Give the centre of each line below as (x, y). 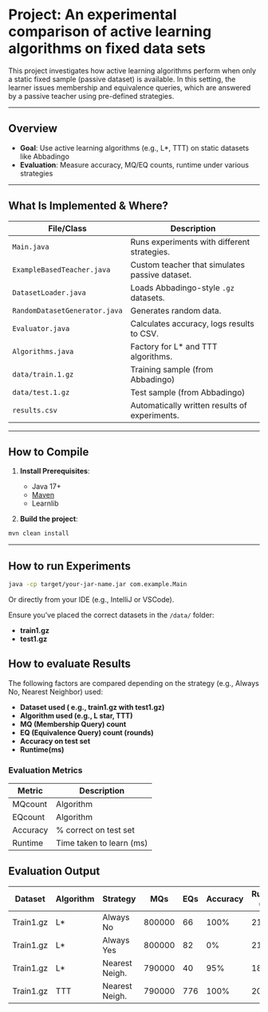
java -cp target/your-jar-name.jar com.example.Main (98, 585)
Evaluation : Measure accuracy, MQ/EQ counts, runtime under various (134, 164)
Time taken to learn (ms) (102, 843)
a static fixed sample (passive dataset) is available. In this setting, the (122, 79)
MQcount (30, 805)
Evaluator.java (41, 328)
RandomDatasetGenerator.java (67, 310)
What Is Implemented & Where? (89, 206)
